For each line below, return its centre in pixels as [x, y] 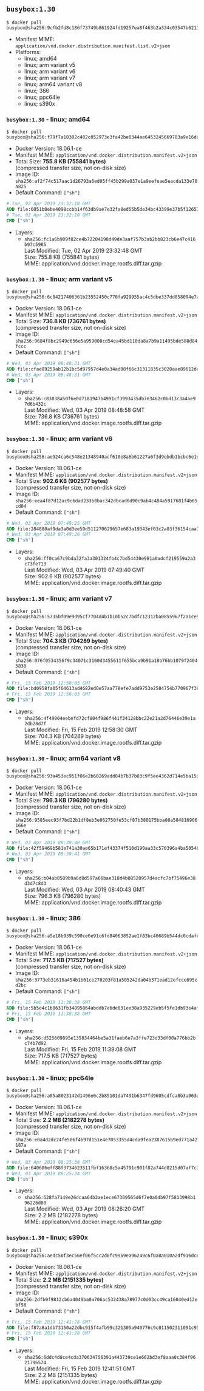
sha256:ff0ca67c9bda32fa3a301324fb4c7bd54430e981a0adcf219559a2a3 [110, 559]
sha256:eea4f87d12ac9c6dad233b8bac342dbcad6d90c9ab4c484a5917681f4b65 [106, 501]
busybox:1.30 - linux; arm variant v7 [59, 599]
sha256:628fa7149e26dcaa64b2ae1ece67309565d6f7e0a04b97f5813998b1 [110, 1198]
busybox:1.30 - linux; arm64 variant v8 [64, 758]
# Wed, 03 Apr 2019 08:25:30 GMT [49, 1162]
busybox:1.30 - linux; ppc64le [50, 1078]
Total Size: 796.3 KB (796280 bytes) [61, 801]
